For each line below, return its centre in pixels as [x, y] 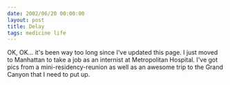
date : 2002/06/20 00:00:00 [46, 13]
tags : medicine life [37, 33]
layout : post [26, 20]
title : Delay [26, 26]
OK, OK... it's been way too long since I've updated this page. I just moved [113, 53]
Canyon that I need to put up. [49, 75]
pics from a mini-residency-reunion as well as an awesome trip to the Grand [115, 67]
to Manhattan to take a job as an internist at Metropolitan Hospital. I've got [113, 60]
